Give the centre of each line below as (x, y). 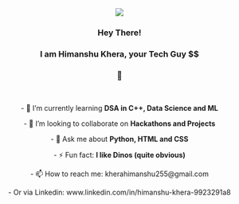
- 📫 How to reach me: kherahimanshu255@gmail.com (119, 174)
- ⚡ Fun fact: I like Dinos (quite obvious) (119, 155)
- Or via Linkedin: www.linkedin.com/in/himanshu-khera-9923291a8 (119, 192)
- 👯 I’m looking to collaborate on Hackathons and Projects (119, 124)
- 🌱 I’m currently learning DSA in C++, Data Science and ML (119, 108)
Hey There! (119, 33)
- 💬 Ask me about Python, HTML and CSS (119, 139)
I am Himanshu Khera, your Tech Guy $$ (119, 53)
